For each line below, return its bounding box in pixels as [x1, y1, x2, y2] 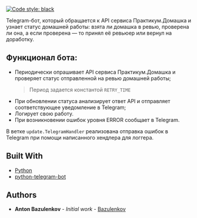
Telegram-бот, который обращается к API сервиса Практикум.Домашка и [6, 17, 192, 24]
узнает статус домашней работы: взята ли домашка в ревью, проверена [6, 24, 189, 30]
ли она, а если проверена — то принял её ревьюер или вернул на [6, 29, 172, 37]
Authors [6, 190, 37, 200]
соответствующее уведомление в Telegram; [14, 104, 126, 111]
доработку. [6, 36, 34, 42]
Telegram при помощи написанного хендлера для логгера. [6, 134, 154, 141]
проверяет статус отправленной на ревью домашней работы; [14, 74, 172, 82]
